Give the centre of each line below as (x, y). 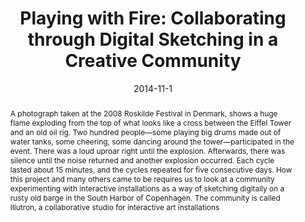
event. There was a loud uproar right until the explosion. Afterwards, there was (147, 150)
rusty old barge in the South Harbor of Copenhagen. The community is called (145, 197)
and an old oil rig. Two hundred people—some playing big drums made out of (145, 132)
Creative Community (153, 61)
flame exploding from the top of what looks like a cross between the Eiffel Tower (150, 122)
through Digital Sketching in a (153, 39)
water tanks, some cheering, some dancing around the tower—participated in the (152, 141)
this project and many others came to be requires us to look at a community (142, 178)
